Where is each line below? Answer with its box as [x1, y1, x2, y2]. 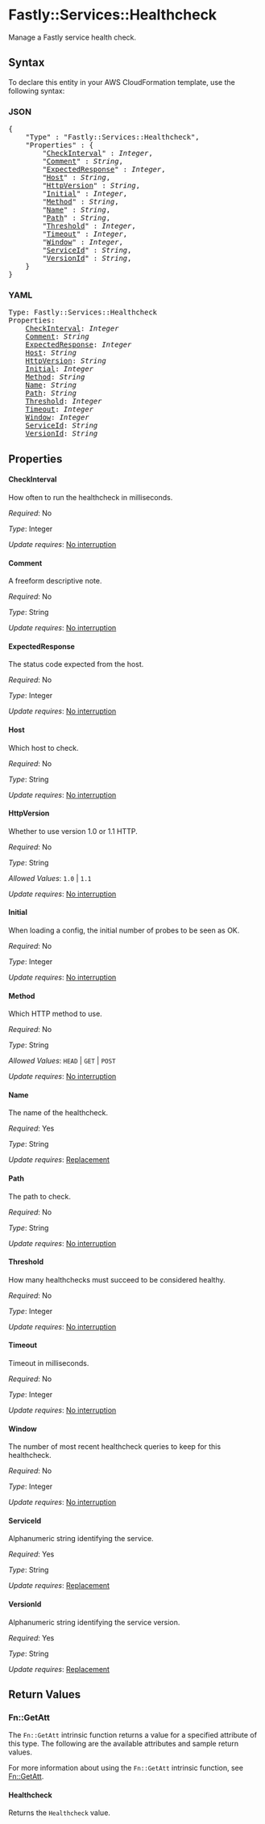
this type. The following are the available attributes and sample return [8, 1739, 239, 1749]
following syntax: [8, 86, 65, 95]
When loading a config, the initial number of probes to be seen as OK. [8, 925, 240, 935]
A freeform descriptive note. [8, 576, 102, 586]
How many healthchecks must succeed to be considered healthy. [8, 1274, 226, 1284]
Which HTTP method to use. [8, 1009, 102, 1019]
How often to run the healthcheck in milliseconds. [8, 492, 173, 502]
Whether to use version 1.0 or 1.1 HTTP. [8, 826, 139, 836]
